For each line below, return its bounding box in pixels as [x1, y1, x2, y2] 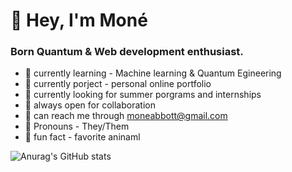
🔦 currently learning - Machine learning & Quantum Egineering [24, 67, 282, 79]
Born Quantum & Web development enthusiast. [10, 45, 244, 59]
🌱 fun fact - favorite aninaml [24, 131, 141, 143]
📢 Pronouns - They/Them [24, 120, 130, 133]
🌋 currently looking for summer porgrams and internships [24, 89, 262, 101]
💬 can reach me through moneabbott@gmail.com [24, 110, 228, 122]
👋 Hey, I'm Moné [10, 9, 148, 32]
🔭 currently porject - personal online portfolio [24, 78, 212, 90]
